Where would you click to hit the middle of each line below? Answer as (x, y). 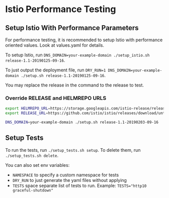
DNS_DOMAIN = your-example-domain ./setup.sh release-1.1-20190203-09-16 (82, 122)
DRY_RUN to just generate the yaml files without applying (70, 180)
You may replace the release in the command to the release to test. (75, 85)
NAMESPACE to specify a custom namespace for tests (66, 175)
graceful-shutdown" (33, 190)
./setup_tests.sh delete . (32, 155)
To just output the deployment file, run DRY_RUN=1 (56, 70)
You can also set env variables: (37, 165)
